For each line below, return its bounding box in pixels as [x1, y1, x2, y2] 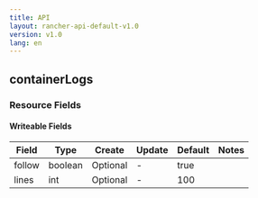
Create [94, 143, 124, 156]
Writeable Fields [9, 121, 72, 131]
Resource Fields [9, 98, 81, 111]
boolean [48, 158, 83, 171]
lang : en [9, 38, 42, 48]
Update [136, 143, 169, 156]
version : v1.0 [9, 30, 63, 39]
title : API [9, 13, 51, 22]
